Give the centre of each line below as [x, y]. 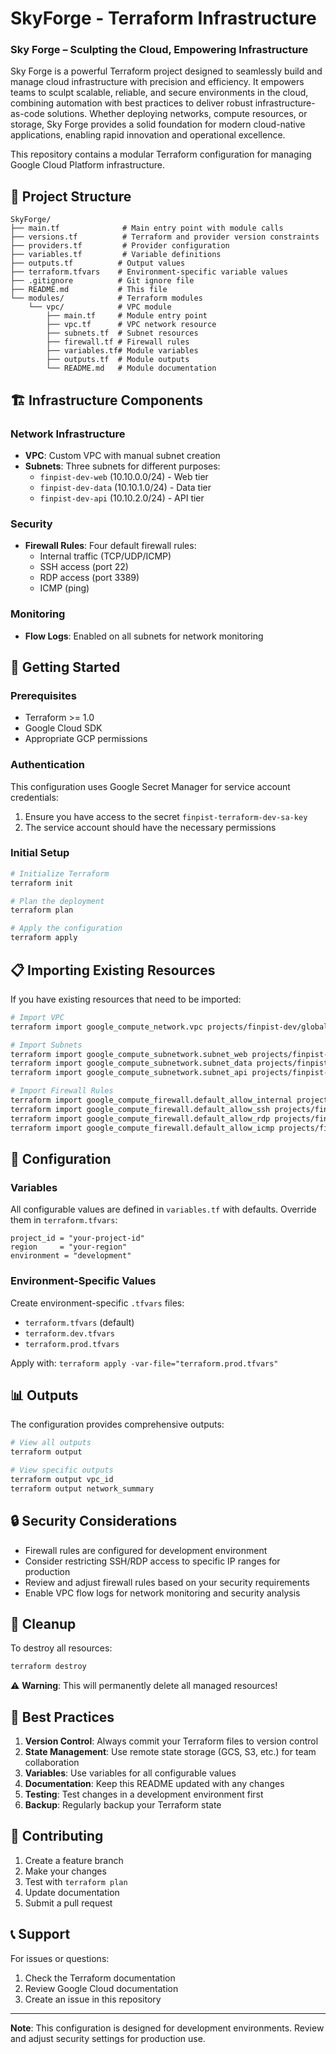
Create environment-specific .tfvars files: [97, 1303]
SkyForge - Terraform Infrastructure [163, 18]
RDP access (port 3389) [89, 578]
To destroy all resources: [61, 1648]
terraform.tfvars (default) [79, 1322]
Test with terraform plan [76, 1881]
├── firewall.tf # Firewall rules [118, 342]
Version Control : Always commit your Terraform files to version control [171, 1741]
